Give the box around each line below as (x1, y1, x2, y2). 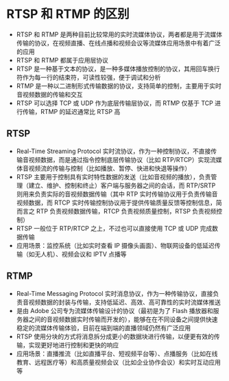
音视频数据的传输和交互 (16, 90, 83, 98)
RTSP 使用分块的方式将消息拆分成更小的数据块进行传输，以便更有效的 (16, 332, 214, 340)
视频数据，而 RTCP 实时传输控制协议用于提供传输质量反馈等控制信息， (16, 198, 217, 207)
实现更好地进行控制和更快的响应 (28, 340, 119, 349)
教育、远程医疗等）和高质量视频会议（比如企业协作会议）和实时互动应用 (16, 358, 221, 366)
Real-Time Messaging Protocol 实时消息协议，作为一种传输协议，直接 (16, 289, 213, 297)
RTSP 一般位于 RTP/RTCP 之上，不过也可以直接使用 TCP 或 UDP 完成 (16, 224, 213, 232)
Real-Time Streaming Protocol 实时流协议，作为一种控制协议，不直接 (16, 147, 211, 155)
